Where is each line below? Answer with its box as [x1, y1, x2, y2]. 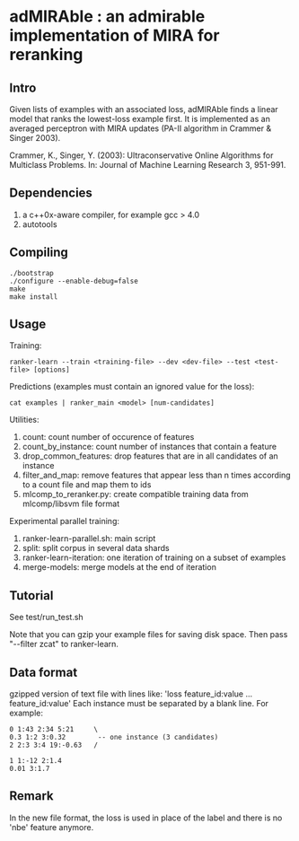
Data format [9, 664, 78, 679]
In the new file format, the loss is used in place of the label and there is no [9, 812, 283, 823]
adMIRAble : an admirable [9, 6, 206, 27]
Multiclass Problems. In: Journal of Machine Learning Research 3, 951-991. [9, 160, 286, 170]
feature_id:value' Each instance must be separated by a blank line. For [9, 698, 269, 709]
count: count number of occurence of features [22, 432, 195, 442]
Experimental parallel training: [9, 516, 119, 527]
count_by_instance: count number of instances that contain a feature [22, 442, 277, 452]
